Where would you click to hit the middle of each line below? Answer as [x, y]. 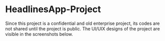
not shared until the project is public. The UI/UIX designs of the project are [82, 28]
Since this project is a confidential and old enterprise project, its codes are [82, 23]
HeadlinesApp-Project [53, 9]
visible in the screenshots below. [39, 34]
